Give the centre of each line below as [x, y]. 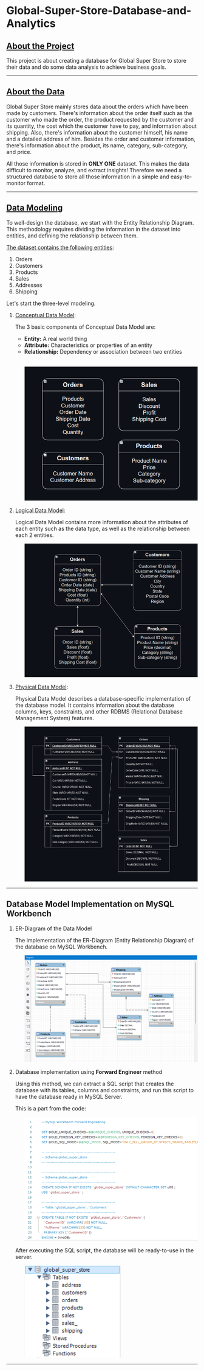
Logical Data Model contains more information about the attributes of [101, 522]
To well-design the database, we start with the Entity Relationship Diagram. [100, 222]
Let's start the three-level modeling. [51, 303]
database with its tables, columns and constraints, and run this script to [104, 1090]
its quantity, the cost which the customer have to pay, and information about [102, 126]
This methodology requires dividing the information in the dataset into [93, 229]
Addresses [29, 285]
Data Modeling [35, 208]
